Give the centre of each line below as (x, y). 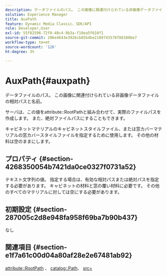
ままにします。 (38, 141)
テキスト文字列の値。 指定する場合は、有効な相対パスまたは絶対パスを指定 (82, 179)
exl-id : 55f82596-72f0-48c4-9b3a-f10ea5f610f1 (54, 33)
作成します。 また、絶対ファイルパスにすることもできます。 (67, 118)
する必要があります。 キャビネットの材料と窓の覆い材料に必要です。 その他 (83, 186)
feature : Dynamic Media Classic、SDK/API (48, 24)
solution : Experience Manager (37, 14)
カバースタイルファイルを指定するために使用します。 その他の (90, 135)
